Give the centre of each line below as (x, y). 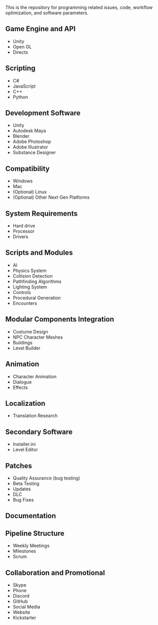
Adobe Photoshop (32, 142)
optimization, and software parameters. (47, 13)
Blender (21, 136)
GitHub (20, 601)
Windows (23, 181)
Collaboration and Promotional (55, 572)
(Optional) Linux (30, 192)
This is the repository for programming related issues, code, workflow (79, 7)
